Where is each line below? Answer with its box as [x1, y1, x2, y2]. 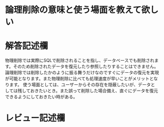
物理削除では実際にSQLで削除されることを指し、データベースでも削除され [5, 58, 155, 63]
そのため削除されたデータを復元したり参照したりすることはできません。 [13, 63, 159, 69]
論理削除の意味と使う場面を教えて [5, 4, 142, 16]
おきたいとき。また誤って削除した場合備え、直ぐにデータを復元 [30, 88, 159, 94]
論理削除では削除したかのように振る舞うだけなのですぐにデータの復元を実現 [5, 70, 159, 76]
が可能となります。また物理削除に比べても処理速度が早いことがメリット [5, 76, 150, 81]
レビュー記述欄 [5, 112, 65, 124]
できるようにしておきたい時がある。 [5, 94, 78, 100]
